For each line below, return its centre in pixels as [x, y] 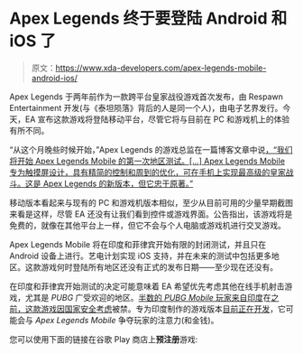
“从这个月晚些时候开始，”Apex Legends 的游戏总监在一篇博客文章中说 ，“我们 [151, 149]
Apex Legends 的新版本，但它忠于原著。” [118, 183]
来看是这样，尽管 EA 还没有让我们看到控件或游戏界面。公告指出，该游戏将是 [151, 214]
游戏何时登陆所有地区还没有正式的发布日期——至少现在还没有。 [159, 266]
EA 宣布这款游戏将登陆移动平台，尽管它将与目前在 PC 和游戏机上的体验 [157, 119]
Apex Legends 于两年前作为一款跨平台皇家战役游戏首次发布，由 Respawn [147, 97]
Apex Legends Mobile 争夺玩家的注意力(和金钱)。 [127, 320]
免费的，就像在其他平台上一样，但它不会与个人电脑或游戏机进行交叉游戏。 [147, 225]
